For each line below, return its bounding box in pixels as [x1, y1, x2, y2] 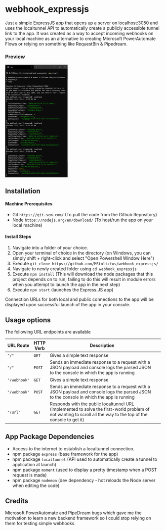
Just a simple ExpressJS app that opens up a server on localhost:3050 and [5, 20, 158, 26]
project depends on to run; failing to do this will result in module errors [12, 276, 156, 282]
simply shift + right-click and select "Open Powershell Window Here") [12, 255, 155, 261]
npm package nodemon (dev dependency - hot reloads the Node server [12, 477, 156, 483]
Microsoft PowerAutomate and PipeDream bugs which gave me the [5, 510, 142, 516]
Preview [5, 53, 25, 60]
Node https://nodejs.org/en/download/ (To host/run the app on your [12, 217, 153, 223]
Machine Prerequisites [5, 200, 53, 206]
